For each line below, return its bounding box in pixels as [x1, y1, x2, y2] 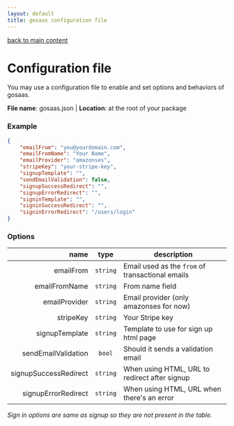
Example [7, 121, 38, 131]
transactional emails [123, 270, 189, 280]
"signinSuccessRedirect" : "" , [19, 202, 108, 209]
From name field [123, 282, 177, 291]
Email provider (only [123, 293, 189, 303]
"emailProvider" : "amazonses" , [19, 157, 111, 164]
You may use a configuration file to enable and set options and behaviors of [7, 83, 225, 91]
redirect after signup [123, 373, 190, 383]
